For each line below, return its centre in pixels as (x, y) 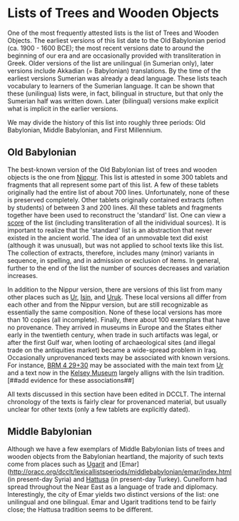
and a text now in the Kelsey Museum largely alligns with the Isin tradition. (116, 373)
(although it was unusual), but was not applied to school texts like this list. (116, 245)
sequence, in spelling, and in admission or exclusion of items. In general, (114, 260)
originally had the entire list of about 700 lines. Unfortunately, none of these (118, 192)
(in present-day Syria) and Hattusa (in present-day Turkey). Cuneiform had (117, 479)
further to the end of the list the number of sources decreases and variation (118, 268)
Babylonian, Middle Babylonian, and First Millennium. (85, 130)
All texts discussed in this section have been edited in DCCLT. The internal (117, 394)
